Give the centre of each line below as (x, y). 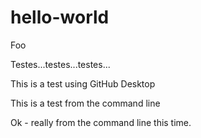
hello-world (60, 17)
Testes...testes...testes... (60, 64)
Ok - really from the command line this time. (101, 122)
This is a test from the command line (85, 103)
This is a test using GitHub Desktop (83, 83)
